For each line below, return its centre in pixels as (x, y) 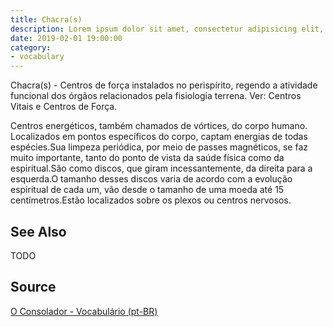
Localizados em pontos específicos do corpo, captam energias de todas (159, 137)
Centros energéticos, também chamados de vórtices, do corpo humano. (159, 126)
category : (31, 47)
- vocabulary (37, 57)
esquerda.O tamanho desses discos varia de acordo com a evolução (151, 179)
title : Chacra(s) (46, 19)
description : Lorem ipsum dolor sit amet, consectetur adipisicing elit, (167, 29)
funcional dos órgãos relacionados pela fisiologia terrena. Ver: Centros (156, 96)
